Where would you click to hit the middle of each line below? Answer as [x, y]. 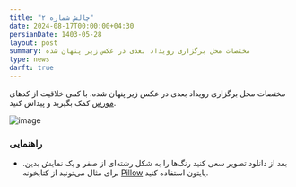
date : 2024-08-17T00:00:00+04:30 [72, 26]
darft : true [31, 68]
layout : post [34, 43]
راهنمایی [26, 143]
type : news [30, 59]
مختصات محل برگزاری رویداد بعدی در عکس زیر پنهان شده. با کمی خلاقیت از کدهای [148, 93]
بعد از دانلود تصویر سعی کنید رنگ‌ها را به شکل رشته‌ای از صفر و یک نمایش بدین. [155, 164]
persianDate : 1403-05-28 [56, 34]
